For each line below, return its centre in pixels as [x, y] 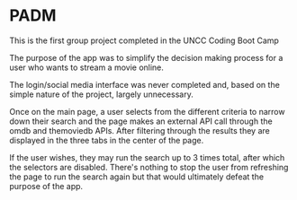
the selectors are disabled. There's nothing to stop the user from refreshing [149, 167]
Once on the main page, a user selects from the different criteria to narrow [147, 111]
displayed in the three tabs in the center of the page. [107, 140]
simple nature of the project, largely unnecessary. [101, 94]
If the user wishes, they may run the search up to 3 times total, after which [147, 157]
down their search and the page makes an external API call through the [141, 121]
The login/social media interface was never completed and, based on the [145, 84]
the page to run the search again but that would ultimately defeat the [136, 177]
